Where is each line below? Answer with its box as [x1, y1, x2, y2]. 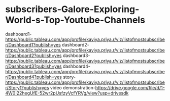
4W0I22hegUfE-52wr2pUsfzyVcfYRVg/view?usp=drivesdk [5, 90, 129, 96]
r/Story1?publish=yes [5, 84, 49, 90]
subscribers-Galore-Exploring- [5, 4, 140, 15]
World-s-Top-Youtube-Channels [5, 14, 146, 26]
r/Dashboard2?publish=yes [5, 52, 62, 59]
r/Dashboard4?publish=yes [5, 74, 62, 80]
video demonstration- [50, 84, 95, 90]
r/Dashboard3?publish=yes [5, 63, 62, 69]
